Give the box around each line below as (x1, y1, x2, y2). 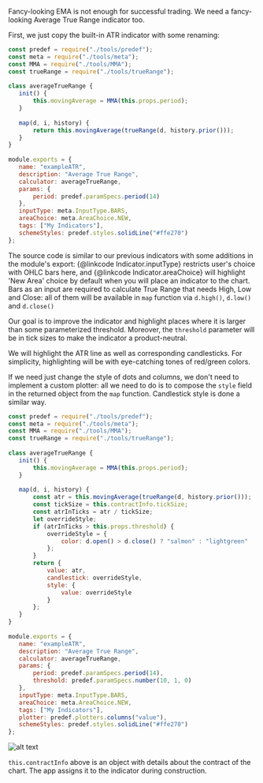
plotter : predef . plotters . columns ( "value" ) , (18, 714, 168, 721)
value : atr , (46, 567, 87, 575)
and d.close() (8, 301, 55, 310)
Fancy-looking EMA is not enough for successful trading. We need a (8, 7, 230, 16)
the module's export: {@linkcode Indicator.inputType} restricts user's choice (8, 259, 256, 268)
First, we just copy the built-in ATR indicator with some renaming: (8, 31, 220, 39)
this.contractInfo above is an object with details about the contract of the (8, 758, 251, 767)
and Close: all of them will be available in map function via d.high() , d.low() (8, 292, 252, 302)
